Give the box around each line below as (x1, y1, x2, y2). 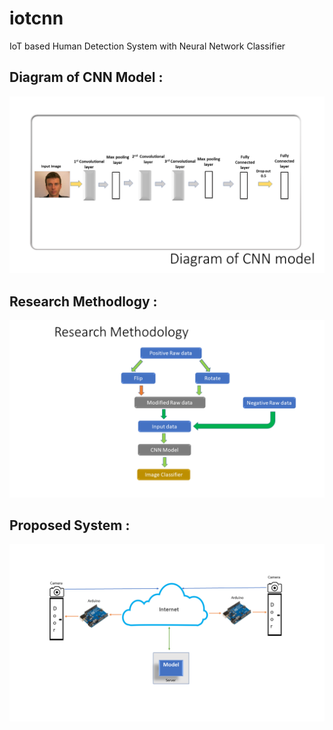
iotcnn (9, 7, 64, 30)
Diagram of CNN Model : (9, 69, 164, 86)
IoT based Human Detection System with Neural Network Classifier (9, 40, 286, 52)
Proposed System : (9, 517, 131, 534)
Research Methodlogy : (9, 293, 158, 310)
